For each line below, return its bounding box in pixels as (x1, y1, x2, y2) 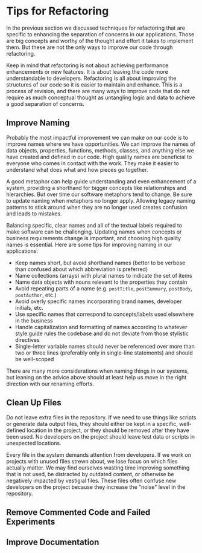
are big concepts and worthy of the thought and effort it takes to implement (6, 37, 194, 44)
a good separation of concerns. (6, 100, 85, 107)
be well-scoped (14, 355, 54, 362)
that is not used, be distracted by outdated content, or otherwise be (6, 470, 174, 477)
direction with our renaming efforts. (6, 380, 95, 387)
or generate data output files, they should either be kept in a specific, (6, 420, 178, 427)
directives (14, 336, 40, 343)
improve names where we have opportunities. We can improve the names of (6, 140, 196, 148)
